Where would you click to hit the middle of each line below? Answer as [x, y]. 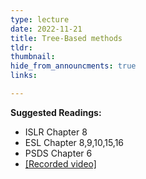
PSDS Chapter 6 [58, 153]
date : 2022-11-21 [46, 29]
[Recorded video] [60, 163]
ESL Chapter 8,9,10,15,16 [74, 142]
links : [24, 76]
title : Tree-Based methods [66, 38]
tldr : [21, 47]
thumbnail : [33, 57]
